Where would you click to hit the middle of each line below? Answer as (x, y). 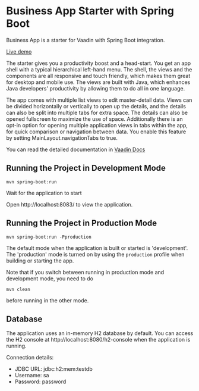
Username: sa (32, 376)
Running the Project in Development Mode (86, 168)
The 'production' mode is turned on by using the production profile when (95, 254)
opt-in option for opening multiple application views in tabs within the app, (97, 125)
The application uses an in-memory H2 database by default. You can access (100, 333)
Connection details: (30, 358)
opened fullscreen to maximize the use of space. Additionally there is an (94, 119)
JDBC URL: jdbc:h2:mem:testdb (54, 369)
